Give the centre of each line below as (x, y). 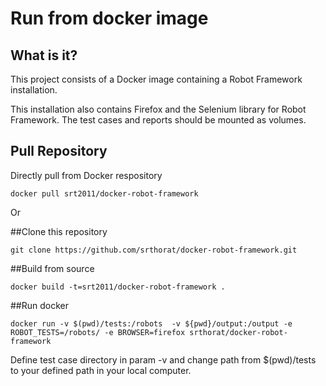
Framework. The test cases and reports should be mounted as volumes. (158, 120)
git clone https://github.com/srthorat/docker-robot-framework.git (154, 250)
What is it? (44, 55)
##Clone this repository (59, 231)
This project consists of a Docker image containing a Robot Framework (156, 79)
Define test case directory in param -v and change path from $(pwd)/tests (163, 359)
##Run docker (39, 305)
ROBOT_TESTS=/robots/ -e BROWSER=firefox (98, 332)
